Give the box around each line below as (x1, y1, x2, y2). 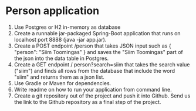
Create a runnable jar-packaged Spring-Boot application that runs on (13, 29, 181, 36)
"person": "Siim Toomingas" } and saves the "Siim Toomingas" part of (13, 48, 183, 55)
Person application (5, 4, 100, 18)
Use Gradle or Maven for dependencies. (13, 79, 111, 86)
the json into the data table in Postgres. (13, 55, 109, 62)
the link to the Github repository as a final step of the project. (13, 98, 161, 105)
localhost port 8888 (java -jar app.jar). (13, 36, 107, 43)
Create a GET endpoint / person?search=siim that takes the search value (13, 60, 190, 68)
